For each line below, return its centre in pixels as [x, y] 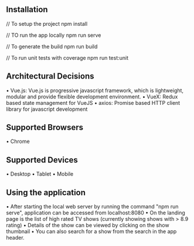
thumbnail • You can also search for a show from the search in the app [91, 231]
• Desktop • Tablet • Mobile [40, 174]
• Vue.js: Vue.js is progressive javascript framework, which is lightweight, [95, 90]
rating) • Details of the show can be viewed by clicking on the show [88, 225]
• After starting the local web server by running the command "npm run [92, 207]
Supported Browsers [45, 127]
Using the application [46, 192]
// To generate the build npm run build [52, 46]
